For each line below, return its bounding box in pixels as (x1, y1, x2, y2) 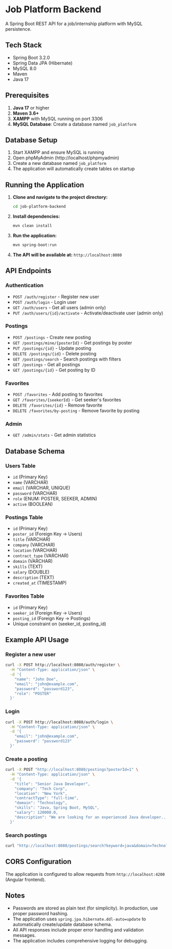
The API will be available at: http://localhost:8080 (12, 251, 122, 258)
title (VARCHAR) (12, 536, 51, 542)
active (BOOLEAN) (12, 501, 53, 508)
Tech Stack (5, 41, 42, 50)
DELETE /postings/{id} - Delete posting (12, 350, 97, 356)
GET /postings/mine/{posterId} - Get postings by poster (12, 340, 132, 346)
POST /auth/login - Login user (12, 299, 77, 305)
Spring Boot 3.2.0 (12, 54, 50, 60)
